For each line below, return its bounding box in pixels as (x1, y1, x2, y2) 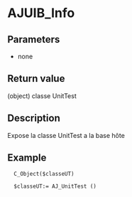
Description (7, 112, 60, 124)
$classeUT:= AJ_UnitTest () (13, 183, 97, 190)
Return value (7, 73, 65, 85)
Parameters (7, 33, 60, 46)
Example (7, 151, 47, 164)
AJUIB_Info (7, 5, 75, 21)
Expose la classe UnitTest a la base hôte (7, 131, 126, 139)
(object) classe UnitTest (7, 91, 77, 100)
